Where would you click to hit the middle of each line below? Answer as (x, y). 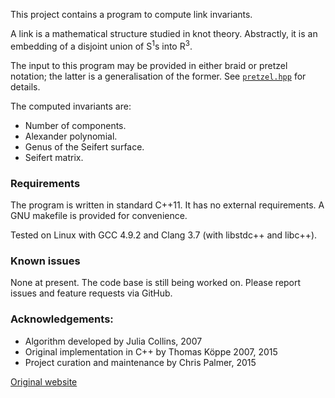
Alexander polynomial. (71, 136)
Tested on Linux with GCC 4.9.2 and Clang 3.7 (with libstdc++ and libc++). (164, 235)
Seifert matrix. (54, 157)
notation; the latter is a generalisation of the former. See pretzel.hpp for (158, 76)
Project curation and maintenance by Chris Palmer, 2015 (140, 362)
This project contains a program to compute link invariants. (131, 14)
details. (25, 86)
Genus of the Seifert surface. (84, 146)
